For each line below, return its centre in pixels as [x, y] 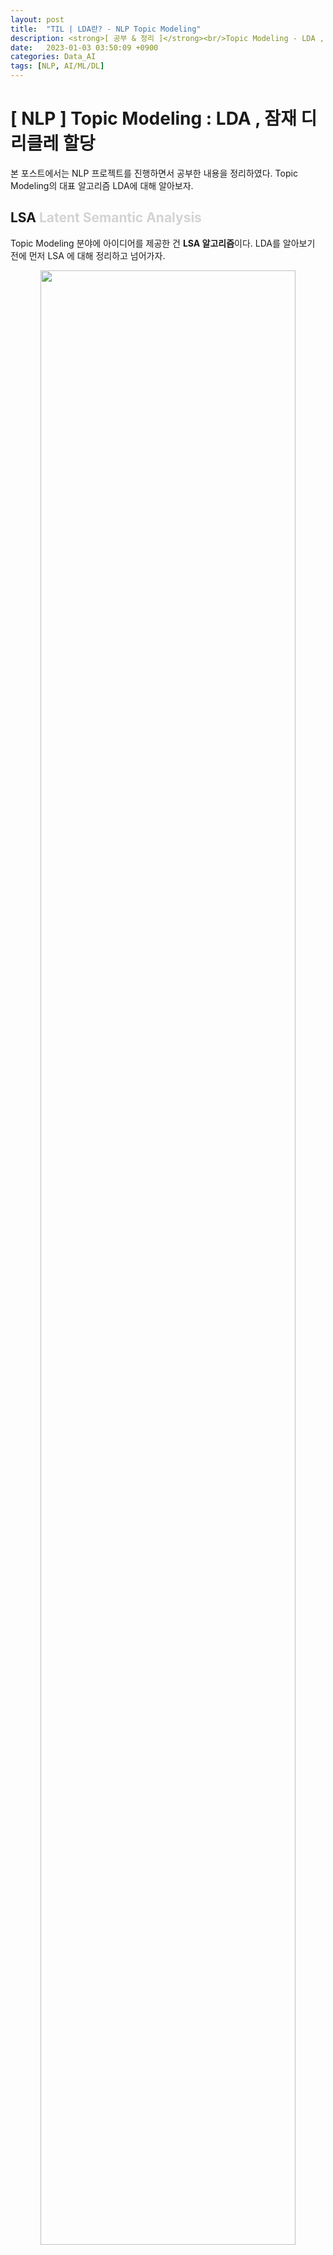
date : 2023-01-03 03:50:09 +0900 [84, 47]
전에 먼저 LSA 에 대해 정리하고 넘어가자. [88, 255]
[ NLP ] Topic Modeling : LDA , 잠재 [153, 118]
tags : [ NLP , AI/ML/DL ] [57, 66]
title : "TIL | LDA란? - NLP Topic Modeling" [106, 29]
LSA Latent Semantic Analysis [106, 217]
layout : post [37, 19]
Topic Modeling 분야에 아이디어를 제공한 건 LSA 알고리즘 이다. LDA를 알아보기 [163, 243]
